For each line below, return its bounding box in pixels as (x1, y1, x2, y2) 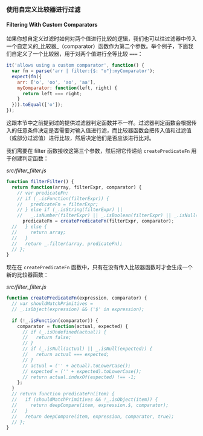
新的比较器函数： (6, 271, 49, 278)
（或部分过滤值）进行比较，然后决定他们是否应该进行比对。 (6, 135, 155, 141)
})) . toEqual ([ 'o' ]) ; (11, 102, 63, 108)
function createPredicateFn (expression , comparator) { (6, 295, 147, 301)
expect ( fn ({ (11, 73, 42, 79)
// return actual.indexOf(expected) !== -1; (22, 374, 137, 380)
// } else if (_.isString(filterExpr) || (17, 207, 123, 213)
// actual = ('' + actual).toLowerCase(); (22, 363, 131, 369)
